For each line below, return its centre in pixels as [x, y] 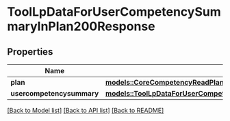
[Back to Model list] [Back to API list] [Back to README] [86, 110]
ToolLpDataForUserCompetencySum [114, 12]
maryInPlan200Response [81, 26]
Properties [30, 52]
